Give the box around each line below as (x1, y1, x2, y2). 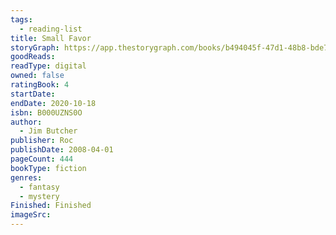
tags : (10, 14, 33, 25)
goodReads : (10, 52, 56, 62)
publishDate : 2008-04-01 (10, 145, 114, 155)
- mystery (19, 191, 60, 201)
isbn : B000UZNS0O (10, 107, 83, 118)
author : (10, 117, 43, 127)
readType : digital (10, 61, 87, 71)
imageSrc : (10, 210, 52, 220)
